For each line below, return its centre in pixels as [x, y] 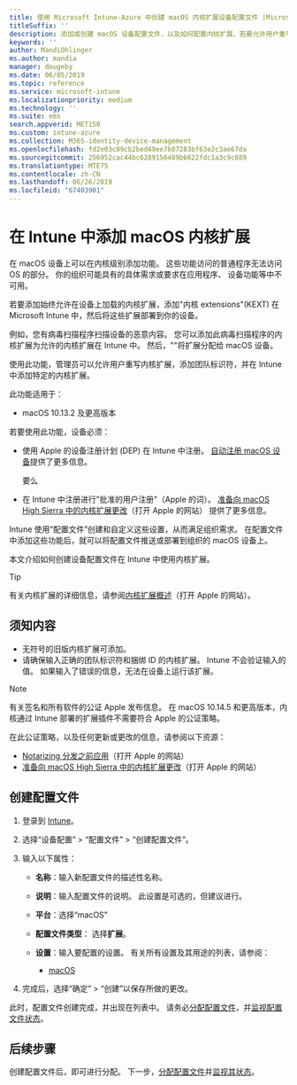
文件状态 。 [29, 1018]
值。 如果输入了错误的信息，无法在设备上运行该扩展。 [120, 671]
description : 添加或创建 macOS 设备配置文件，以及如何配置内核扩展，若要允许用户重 [147, 34]
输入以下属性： [49, 858]
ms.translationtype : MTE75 [59, 166]
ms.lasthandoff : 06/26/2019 [61, 183]
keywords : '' [33, 42]
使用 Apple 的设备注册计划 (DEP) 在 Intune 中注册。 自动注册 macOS [146, 450]
